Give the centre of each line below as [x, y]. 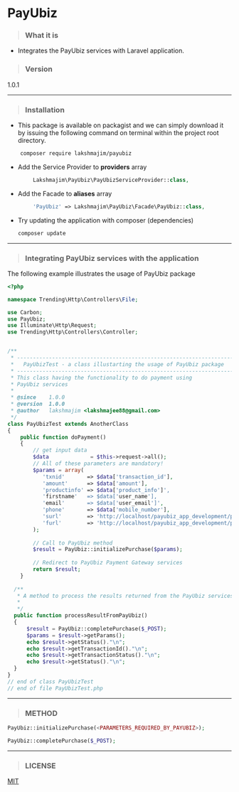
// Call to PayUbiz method [73, 543]
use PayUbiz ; [27, 319]
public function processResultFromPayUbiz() [81, 616]
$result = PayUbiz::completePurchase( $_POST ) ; [96, 628]
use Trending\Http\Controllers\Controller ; [73, 332]
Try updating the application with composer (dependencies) [106, 220]
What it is [42, 36]
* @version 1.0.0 [38, 404]
